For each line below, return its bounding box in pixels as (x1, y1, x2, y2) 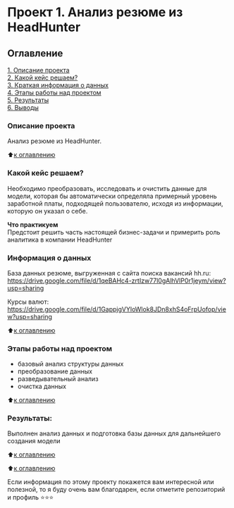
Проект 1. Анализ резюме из (7, 4, 183, 20)
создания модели (7, 437, 61, 445)
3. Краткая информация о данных (7, 81, 109, 89)
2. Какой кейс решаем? (7, 73, 78, 82)
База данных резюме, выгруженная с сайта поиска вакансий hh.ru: (7, 268, 211, 277)
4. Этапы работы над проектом (7, 89, 101, 97)
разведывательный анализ (17, 375, 99, 383)
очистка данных (17, 382, 67, 391)
